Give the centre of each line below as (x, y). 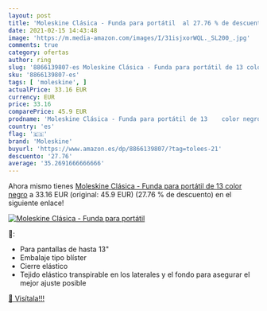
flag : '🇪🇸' (28, 134)
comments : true (33, 45)
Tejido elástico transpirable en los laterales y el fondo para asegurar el (135, 274)
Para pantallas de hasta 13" (64, 249)
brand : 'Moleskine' (41, 141)
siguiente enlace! (36, 203)
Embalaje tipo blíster (53, 258)
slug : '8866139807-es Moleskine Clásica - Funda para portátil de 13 (126, 68)
